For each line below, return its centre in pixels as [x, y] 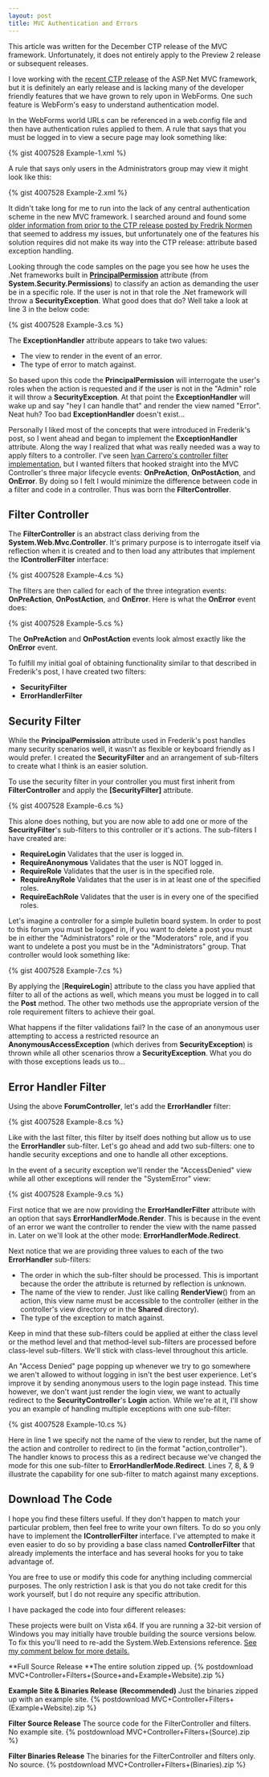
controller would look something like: [69, 955]
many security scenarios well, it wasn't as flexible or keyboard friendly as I [132, 749]
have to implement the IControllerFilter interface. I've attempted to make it [132, 1536]
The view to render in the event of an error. [91, 355]
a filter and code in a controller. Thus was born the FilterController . [120, 489]
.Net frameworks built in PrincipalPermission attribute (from [108, 275]
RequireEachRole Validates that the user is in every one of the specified [139, 897]
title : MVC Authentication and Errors [73, 23]
